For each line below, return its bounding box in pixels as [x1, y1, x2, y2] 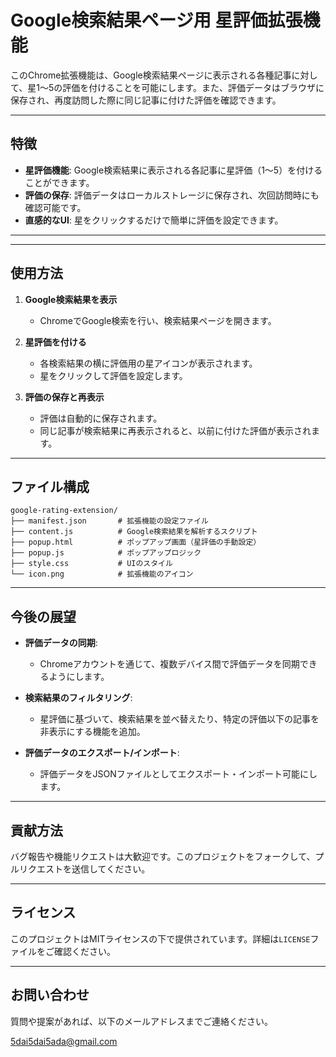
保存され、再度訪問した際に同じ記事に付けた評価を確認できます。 [10, 94, 282, 106]
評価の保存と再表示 [24, 391, 105, 403]
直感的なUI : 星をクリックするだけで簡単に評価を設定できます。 [24, 214, 284, 226]
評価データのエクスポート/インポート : [24, 747, 180, 759]
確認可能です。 [24, 201, 87, 213]
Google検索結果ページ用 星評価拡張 [10, 9, 303, 32]
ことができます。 [24, 176, 95, 188]
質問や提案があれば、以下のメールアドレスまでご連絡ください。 [10, 1015, 273, 1027]
